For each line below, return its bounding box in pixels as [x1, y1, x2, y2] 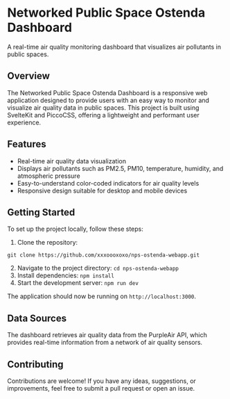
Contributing [7, 358, 64, 370]
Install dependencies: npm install [17, 271, 114, 279]
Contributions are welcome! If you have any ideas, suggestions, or [7, 377, 196, 385]
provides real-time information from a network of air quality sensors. [7, 339, 203, 347]
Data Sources [7, 312, 67, 324]
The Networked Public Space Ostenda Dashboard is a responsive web [7, 88, 208, 97]
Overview [7, 70, 51, 82]
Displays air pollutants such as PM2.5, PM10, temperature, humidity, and [17, 164, 224, 172]
